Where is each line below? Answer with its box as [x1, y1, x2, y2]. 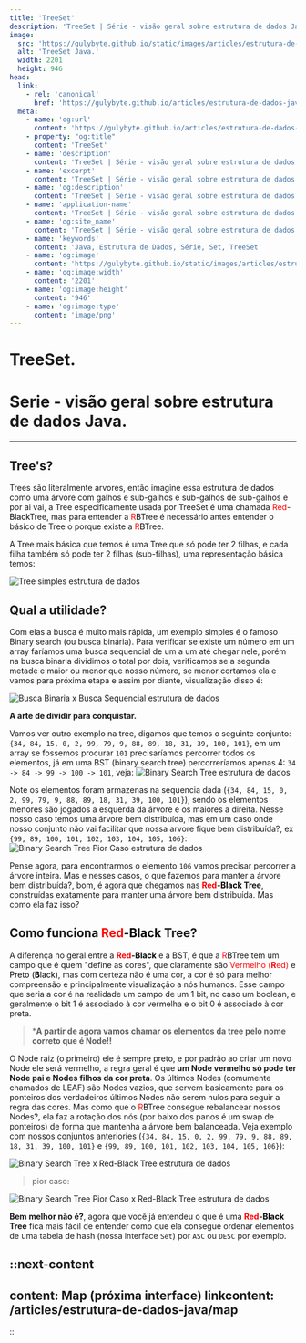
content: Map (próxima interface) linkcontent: [9, 1287, 275, 1303]
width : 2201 [17, 56, 64, 65]
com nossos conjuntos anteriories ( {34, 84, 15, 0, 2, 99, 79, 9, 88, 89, [9, 1130, 293, 1141]
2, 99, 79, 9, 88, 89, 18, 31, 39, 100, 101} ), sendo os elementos [9, 795, 269, 805]
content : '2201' [33, 276, 96, 286]
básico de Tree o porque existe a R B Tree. [9, 521, 164, 532]
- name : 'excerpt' [25, 166, 96, 175]
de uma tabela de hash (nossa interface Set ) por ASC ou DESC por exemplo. [9, 1230, 287, 1241]
